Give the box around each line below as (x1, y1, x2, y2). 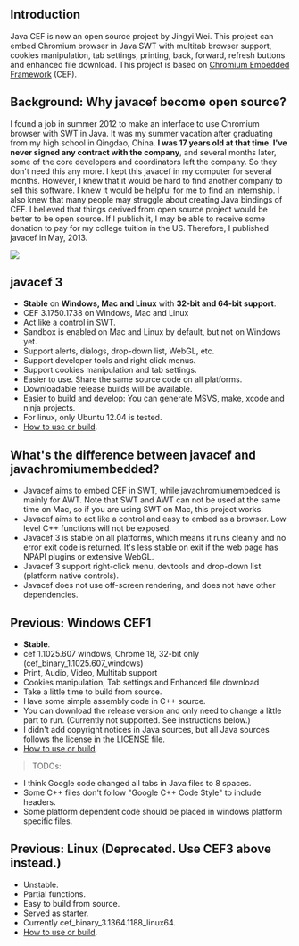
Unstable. (22, 879, 59, 890)
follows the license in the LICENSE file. (22, 734, 166, 744)
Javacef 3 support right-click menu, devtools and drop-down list (22, 561, 262, 572)
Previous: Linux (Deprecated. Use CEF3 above (10, 842, 271, 857)
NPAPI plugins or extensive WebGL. (22, 552, 154, 562)
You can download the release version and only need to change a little (22, 705, 282, 717)
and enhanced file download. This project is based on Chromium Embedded (10, 59, 290, 70)
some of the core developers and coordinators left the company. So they (10, 156, 278, 167)
